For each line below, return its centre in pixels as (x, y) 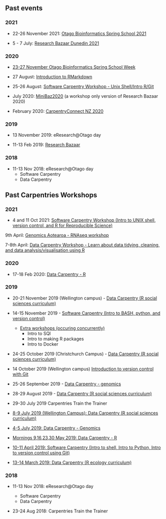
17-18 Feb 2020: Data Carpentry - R (49, 274)
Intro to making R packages (55, 339)
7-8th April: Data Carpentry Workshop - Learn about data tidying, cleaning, (82, 245)
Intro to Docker (43, 344)
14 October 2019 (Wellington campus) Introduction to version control (83, 369)
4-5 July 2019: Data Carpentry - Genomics (56, 428)
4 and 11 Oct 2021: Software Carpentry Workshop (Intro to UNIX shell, (84, 220)
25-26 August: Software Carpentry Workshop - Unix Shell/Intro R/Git (83, 86)
